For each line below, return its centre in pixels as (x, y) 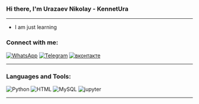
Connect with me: (32, 43)
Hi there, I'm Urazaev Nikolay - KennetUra (68, 9)
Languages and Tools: (38, 76)
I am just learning (36, 27)
